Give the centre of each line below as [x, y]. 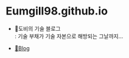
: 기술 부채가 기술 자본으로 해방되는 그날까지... [69, 36]
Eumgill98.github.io [57, 11]
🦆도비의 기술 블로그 [37, 28]
